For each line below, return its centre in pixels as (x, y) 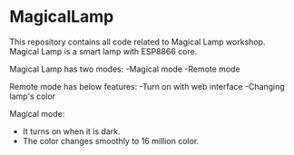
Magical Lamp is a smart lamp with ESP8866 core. (103, 51)
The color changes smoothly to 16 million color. (111, 140)
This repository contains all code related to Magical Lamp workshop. (137, 42)
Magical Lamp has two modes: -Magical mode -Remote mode (125, 69)
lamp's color (33, 96)
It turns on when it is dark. (71, 131)
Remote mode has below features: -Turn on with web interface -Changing (147, 86)
